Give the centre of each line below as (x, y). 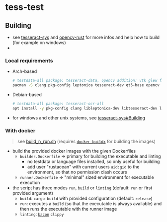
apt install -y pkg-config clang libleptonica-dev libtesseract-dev (85, 108)
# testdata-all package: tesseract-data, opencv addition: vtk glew (85, 81)
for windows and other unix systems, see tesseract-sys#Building (79, 117)
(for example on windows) (39, 43)
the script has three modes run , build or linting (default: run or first (82, 188)
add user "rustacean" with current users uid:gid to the (83, 167)
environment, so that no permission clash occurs (77, 172)
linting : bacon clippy (42, 214)
